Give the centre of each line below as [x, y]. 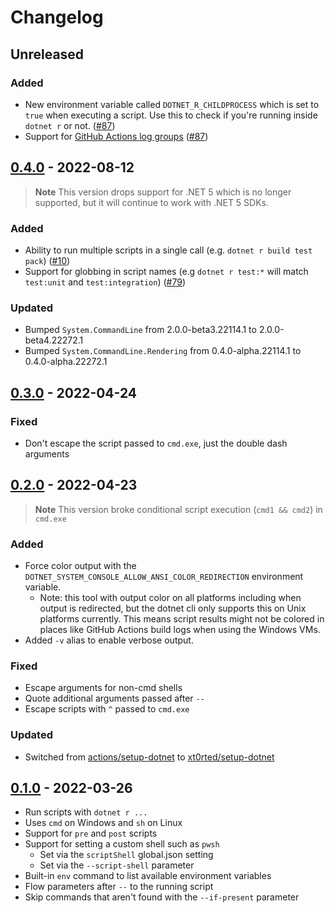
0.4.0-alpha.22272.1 [66, 362]
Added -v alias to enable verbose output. [109, 640]
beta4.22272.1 [54, 340]
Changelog [57, 17]
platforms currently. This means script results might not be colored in [182, 619]
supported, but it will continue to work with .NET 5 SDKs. [152, 202]
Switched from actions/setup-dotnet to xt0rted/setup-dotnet [149, 757]
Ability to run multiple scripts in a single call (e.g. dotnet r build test [168, 250]
